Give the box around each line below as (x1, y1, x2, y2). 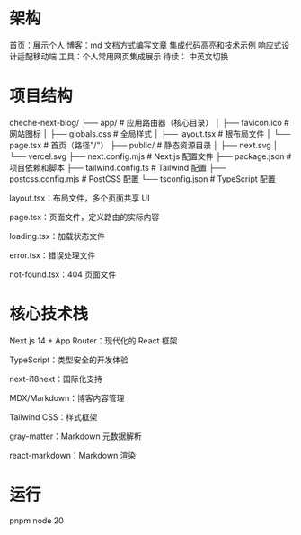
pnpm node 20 (9, 514, 65, 526)
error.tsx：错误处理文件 (9, 249, 96, 261)
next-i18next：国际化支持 (9, 373, 103, 384)
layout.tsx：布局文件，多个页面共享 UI (9, 192, 150, 203)
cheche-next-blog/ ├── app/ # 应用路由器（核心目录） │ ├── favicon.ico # (9, 117, 289, 128)
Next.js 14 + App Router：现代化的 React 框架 (9, 334, 178, 346)
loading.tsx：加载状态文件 (9, 230, 106, 241)
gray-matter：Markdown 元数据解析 (9, 431, 142, 441)
